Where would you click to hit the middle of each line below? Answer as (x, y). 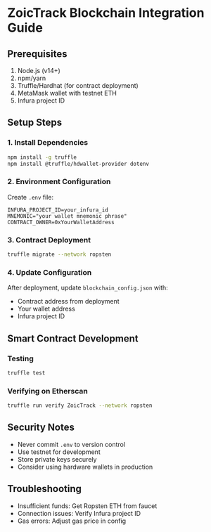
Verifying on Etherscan (47, 391)
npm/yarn (32, 78)
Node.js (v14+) (39, 71)
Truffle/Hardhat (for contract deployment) (78, 85)
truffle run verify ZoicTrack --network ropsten (80, 406)
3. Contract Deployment (49, 240)
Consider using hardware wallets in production (85, 467)
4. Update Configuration (50, 272)
